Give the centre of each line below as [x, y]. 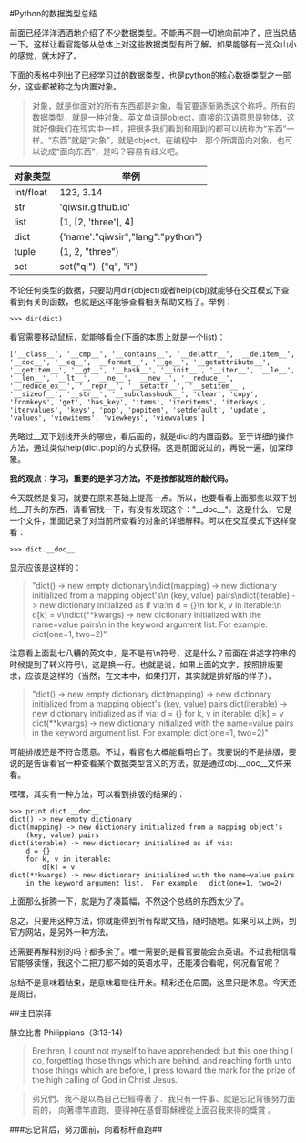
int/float [31, 192]
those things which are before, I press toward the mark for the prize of [163, 1070]
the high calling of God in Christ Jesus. [105, 1080]
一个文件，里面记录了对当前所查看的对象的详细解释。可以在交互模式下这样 [149, 520]
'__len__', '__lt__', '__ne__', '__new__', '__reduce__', [122, 378]
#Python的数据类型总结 [53, 13]
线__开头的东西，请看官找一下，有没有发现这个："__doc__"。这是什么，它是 [151, 509]
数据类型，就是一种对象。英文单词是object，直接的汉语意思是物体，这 [163, 117]
